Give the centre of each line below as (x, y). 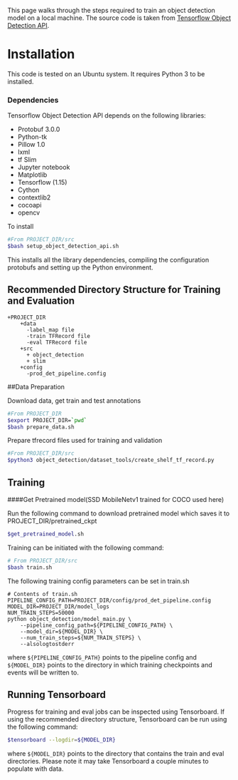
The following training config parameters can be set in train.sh (98, 581)
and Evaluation (41, 301)
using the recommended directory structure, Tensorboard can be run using (117, 719)
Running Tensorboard (57, 695)
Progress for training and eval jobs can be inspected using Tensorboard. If (116, 712)
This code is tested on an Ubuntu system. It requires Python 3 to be (106, 73)
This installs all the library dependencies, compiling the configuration (108, 260)
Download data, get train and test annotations (74, 400)
